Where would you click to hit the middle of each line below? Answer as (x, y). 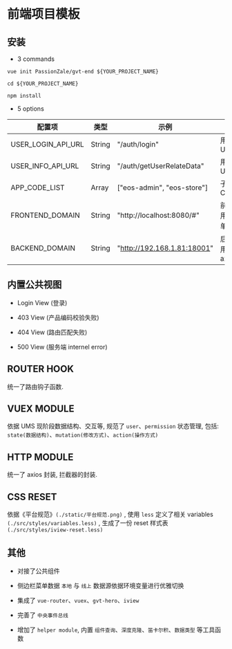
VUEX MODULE (41, 409)
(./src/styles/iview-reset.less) (55, 530)
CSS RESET (32, 496)
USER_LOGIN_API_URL (47, 144)
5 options (31, 109)
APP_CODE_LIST (38, 188)
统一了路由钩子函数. (36, 386)
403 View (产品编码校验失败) (58, 317)
